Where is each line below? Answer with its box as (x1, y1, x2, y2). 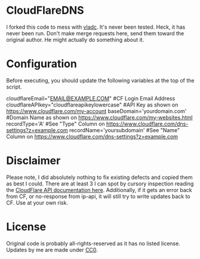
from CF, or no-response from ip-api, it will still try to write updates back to (6, 193, 191, 200)
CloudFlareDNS (6, 4, 85, 17)
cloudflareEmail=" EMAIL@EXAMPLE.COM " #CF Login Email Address (6, 95, 176, 102)
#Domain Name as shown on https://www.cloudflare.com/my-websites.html (6, 114, 193, 121)
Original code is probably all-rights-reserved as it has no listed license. (6, 240, 180, 247)
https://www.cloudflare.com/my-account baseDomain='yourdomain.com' (6, 107, 187, 114)
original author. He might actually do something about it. (6, 36, 144, 43)
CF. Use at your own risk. (6, 199, 69, 206)
